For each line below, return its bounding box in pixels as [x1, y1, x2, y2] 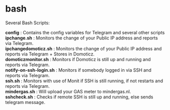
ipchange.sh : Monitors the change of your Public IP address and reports [5, 35, 158, 41]
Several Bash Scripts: [5, 20, 50, 26]
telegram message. [5, 99, 46, 105]
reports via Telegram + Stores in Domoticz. [5, 51, 95, 57]
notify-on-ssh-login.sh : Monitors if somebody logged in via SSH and [5, 67, 152, 73]
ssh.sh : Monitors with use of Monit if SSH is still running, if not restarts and [5, 78, 163, 84]
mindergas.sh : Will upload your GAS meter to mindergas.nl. [5, 88, 132, 94]
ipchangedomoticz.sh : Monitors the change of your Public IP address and [5, 45, 162, 51]
